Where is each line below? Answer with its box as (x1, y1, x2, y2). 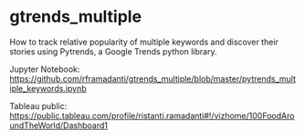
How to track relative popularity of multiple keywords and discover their (9, 36, 279, 47)
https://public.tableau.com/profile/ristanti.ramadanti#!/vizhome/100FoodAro (9, 110, 295, 121)
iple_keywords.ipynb (9, 83, 87, 94)
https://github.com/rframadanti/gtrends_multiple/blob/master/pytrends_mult (9, 73, 297, 84)
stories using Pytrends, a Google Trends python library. (9, 45, 217, 56)
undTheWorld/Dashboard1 (9, 120, 108, 131)
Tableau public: (9, 100, 68, 111)
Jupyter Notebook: (9, 64, 80, 74)
